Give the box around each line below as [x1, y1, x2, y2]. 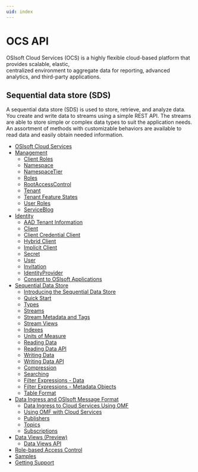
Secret [23, 251, 40, 258]
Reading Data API [23, 345, 67, 352]
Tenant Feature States [23, 193, 78, 201]
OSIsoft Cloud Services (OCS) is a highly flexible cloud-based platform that [6, 54, 190, 61]
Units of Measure [23, 333, 67, 340]
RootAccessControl [23, 181, 71, 188]
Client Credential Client [23, 232, 81, 239]
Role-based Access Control [14, 446, 83, 454]
